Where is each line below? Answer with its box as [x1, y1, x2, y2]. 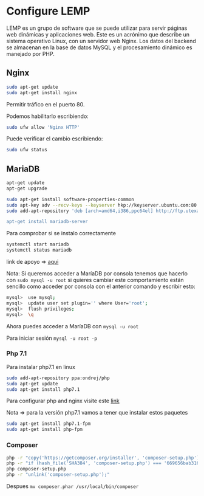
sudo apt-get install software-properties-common [6, 196, 135, 202]
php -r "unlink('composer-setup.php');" [6, 472, 110, 478]
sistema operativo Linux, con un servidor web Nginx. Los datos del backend [6, 37, 196, 44]
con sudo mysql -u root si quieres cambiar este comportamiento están [6, 277, 184, 284]
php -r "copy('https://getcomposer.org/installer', [6, 455, 140, 461]
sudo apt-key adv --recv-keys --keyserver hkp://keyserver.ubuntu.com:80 [6, 202, 197, 208]
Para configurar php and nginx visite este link [6, 397, 120, 405]
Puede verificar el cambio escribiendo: [6, 135, 103, 142]
